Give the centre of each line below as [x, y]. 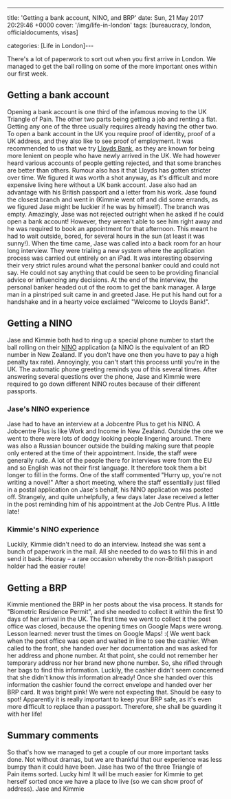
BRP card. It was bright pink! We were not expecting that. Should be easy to [114, 692]
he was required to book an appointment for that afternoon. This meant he [112, 228]
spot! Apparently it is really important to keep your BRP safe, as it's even [109, 699]
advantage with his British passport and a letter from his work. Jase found [112, 192]
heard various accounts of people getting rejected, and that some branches [114, 163]
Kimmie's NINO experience [53, 529]
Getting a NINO [40, 324]
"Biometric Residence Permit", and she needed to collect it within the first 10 [115, 612]
